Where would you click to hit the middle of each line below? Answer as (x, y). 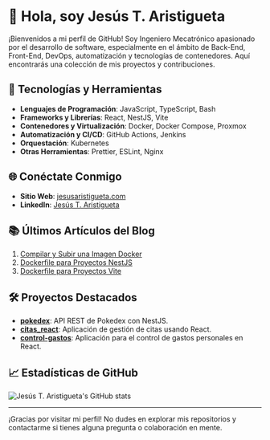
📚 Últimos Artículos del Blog (82, 231)
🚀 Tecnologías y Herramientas (85, 90)
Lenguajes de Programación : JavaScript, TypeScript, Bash (118, 108)
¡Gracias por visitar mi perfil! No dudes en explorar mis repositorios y (123, 419)
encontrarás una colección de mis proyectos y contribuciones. (112, 64)
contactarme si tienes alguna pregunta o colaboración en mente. (115, 428)
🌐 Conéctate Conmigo (65, 177)
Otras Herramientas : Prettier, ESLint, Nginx (92, 151)
